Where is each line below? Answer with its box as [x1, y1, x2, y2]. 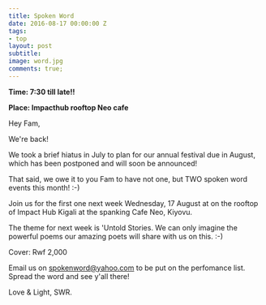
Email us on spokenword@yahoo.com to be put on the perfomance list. [8, 263, 246, 273]
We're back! [8, 134, 49, 144]
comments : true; [8, 65, 63, 73]
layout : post [8, 42, 53, 50]
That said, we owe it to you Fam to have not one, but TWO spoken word [8, 174, 248, 183]
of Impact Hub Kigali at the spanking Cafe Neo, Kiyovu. [8, 207, 193, 217]
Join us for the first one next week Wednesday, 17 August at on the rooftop [8, 198, 259, 208]
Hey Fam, [8, 118, 41, 128]
